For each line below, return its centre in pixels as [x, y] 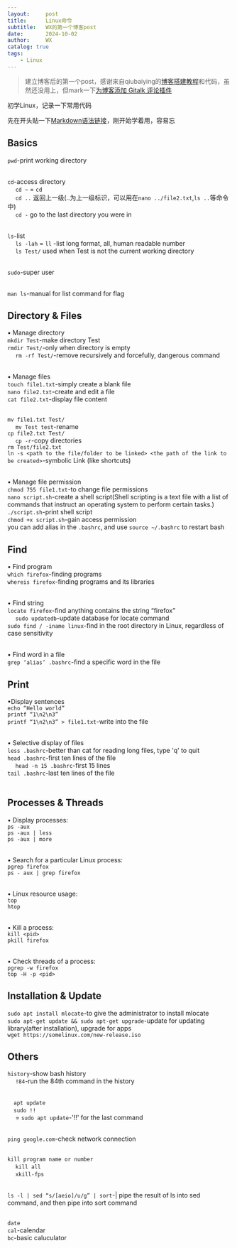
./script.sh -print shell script [50, 512]
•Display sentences [36, 701]
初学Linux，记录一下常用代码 [50, 105]
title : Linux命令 [40, 21]
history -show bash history [47, 1074]
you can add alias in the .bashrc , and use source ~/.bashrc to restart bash [116, 527]
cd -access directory [37, 181]
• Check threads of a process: [51, 961]
